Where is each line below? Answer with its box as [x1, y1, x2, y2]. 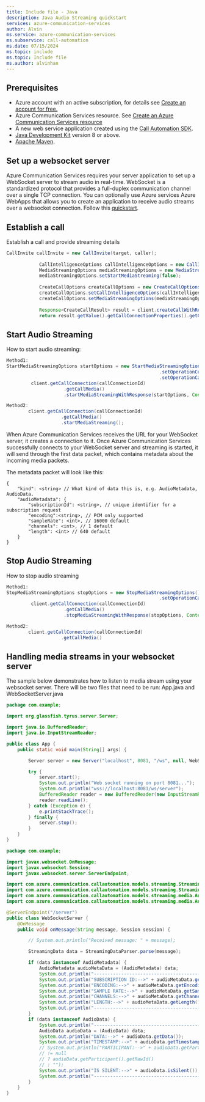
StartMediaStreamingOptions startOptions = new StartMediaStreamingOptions [6, 363, 203, 370]
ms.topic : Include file [6, 54, 67, 61]
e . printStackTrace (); [38, 808, 95, 815]
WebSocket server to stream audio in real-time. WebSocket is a [6, 178, 166, 186]
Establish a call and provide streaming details [6, 238, 120, 245]
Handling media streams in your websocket [6, 652, 175, 662]
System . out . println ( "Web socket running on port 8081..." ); [38, 780, 195, 786]
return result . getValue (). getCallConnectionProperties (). [38, 312, 190, 318]
